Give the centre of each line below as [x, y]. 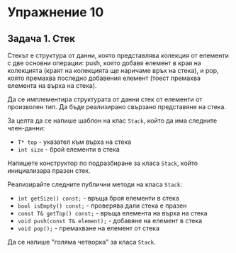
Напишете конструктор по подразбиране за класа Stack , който [103, 163]
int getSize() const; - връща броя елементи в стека [98, 198]
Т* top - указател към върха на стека [74, 142]
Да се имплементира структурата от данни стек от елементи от [105, 99]
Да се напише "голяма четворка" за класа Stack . [82, 242]
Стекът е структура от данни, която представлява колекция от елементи [118, 55]
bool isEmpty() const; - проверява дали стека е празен [102, 206]
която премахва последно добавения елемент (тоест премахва [104, 78]
